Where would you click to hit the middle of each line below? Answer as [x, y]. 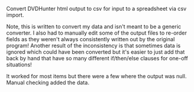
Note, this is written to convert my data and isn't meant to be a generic [94, 27]
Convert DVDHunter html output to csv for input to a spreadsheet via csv [96, 9]
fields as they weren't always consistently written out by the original [91, 39]
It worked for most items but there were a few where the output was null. [96, 76]
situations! [19, 65]
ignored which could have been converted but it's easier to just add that [95, 52]
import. [15, 15]
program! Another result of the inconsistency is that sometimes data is [93, 45]
